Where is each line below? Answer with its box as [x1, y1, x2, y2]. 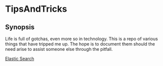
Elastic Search [5, 56, 35, 62]
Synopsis [5, 23, 35, 31]
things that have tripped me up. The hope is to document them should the [5, 41, 155, 47]
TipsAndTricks [5, 3, 68, 15]
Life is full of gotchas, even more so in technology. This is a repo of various [5, 36, 158, 42]
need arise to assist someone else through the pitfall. [5, 46, 113, 52]
